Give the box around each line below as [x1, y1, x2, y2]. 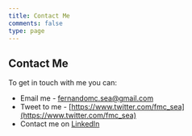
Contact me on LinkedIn [19, 119, 100, 129]
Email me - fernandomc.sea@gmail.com [19, 93, 154, 103]
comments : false [8, 19, 63, 27]
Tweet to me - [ [19, 102, 72, 112]
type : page [8, 27, 45, 35]
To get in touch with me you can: [8, 78, 117, 88]
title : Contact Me [8, 11, 70, 20]
